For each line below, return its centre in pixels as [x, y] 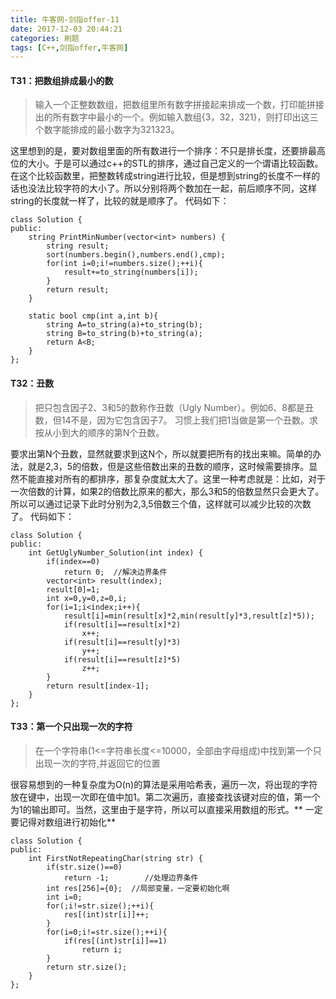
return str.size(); [87, 967]
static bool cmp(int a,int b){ [93, 316]
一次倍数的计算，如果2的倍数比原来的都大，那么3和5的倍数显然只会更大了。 [167, 491]
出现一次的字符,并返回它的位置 [97, 763]
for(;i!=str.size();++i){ [100, 906]
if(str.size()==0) [84, 867]
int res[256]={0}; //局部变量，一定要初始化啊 [138, 888]
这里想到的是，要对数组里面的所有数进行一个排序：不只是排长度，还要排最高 [168, 151]
